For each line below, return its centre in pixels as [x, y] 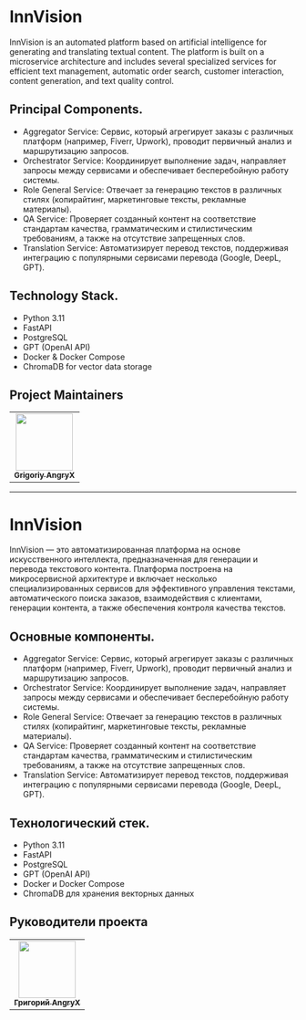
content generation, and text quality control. [92, 80]
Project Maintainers [66, 395]
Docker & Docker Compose [74, 357]
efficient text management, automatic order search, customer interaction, [147, 71]
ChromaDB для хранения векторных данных [108, 893]
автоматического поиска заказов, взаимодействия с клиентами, [136, 598]
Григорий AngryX [47, 1002]
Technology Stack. [64, 296]
